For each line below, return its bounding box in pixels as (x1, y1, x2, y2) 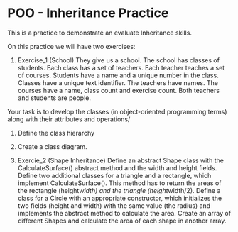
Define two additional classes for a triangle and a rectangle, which (17, 171, 212, 179)
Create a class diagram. (17, 142, 87, 150)
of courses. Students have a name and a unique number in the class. (17, 71, 219, 79)
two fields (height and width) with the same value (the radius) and (17, 201, 211, 210)
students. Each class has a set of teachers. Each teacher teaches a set (17, 63, 225, 72)
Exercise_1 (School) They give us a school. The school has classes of (17, 55, 220, 65)
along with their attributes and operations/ (7, 115, 131, 123)
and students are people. (17, 94, 91, 102)
